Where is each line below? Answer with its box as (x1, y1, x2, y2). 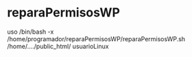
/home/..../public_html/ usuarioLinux (7, 42, 109, 50)
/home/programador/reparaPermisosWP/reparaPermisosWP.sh (7, 34, 186, 43)
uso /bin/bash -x (7, 27, 54, 36)
